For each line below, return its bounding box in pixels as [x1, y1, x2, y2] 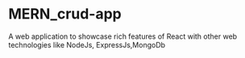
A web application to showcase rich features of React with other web [8, 31, 238, 41]
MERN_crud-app [8, 5, 122, 23]
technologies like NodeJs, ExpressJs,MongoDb [8, 39, 166, 49]
